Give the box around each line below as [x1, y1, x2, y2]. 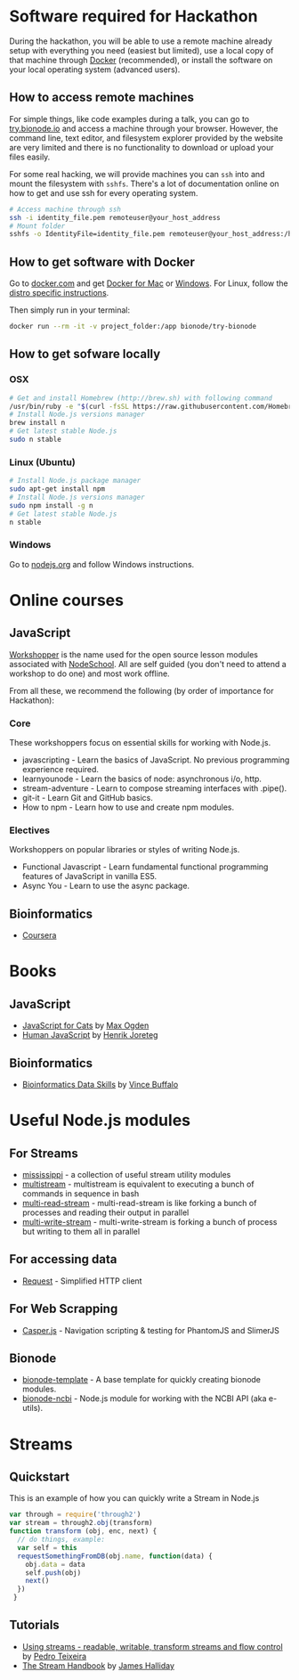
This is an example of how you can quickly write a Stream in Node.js [9, 1493, 260, 1504]
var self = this [17, 1543, 77, 1552]
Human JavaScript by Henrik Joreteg [21, 1030, 158, 1040]
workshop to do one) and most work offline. [9, 668, 171, 679]
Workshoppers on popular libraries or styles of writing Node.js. [9, 844, 240, 855]
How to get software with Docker [9, 254, 196, 269]
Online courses [9, 590, 125, 610]
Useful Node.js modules [9, 1111, 191, 1130]
